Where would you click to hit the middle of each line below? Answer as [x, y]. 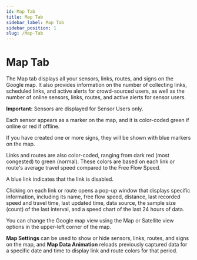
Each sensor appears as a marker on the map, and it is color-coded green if [98, 120]
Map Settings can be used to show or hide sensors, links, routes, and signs [98, 238]
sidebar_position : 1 [31, 28]
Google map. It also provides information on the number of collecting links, [96, 85]
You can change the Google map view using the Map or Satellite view [90, 221]
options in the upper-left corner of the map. [59, 227]
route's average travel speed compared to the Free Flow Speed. [83, 168]
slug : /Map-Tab [25, 33]
